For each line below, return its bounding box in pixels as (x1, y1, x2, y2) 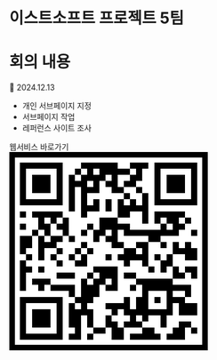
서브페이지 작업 (21, 112, 76, 123)
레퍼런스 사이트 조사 (21, 123, 92, 133)
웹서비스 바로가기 (9, 141, 69, 152)
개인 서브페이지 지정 (21, 100, 92, 111)
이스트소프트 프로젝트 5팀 (9, 8, 185, 28)
